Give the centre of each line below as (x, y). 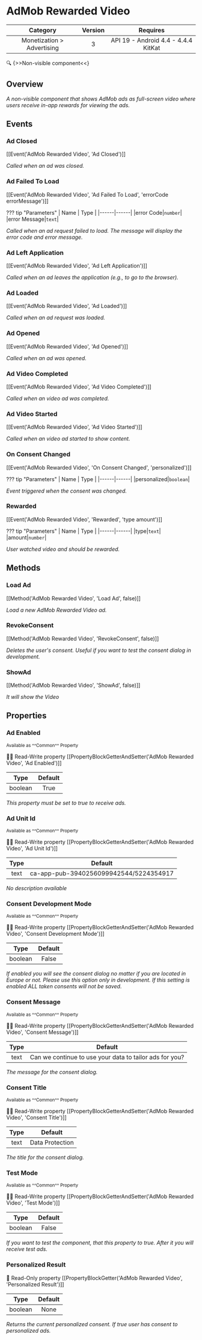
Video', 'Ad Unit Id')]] (32, 849)
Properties (26, 716)
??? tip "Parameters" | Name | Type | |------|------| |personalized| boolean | (98, 479)
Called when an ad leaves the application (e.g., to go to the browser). (92, 277)
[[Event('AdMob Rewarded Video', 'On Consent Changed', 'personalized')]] (99, 467)
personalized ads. (29, 1330)
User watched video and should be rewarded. (63, 549)
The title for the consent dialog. (45, 1157)
